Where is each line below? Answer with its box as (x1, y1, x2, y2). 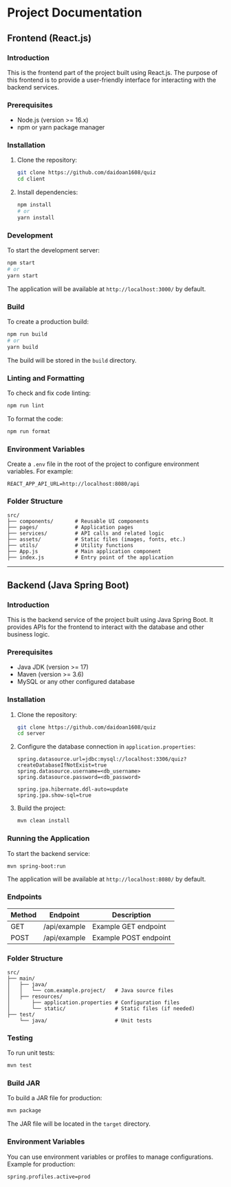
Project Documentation (7, 5, 142, 21)
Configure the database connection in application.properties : (16, 742, 196, 751)
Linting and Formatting (7, 373, 85, 383)
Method (10, 910, 37, 919)
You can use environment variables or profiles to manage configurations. (7, 1153, 214, 1161)
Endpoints (7, 892, 43, 902)
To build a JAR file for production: (7, 1094, 102, 1102)
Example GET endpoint (92, 921, 166, 931)
